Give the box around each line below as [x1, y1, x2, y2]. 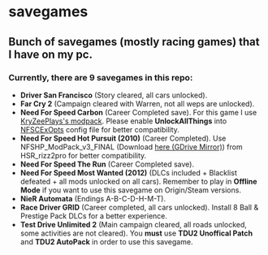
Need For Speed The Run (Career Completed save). [19, 159, 195, 169]
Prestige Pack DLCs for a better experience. [19, 210, 168, 221]
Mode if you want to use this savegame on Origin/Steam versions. [19, 185, 242, 195]
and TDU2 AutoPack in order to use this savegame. [19, 236, 193, 246]
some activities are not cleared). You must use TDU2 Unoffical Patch [19, 228, 253, 238]
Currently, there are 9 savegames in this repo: [8, 71, 193, 83]
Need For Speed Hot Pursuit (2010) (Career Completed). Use [19, 133, 227, 143]
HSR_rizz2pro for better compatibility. [19, 150, 147, 160]
